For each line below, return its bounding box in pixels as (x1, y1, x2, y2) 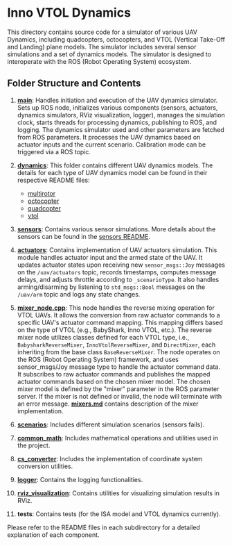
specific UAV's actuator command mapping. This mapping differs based (17, 318, 223, 326)
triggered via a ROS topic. (17, 147, 91, 156)
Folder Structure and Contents (7, 78, 141, 90)
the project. (17, 441, 51, 449)
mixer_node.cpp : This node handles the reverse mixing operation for (17, 304, 215, 312)
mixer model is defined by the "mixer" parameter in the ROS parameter (17, 384, 220, 393)
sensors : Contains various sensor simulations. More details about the (17, 224, 216, 233)
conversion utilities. (17, 462, 73, 470)
